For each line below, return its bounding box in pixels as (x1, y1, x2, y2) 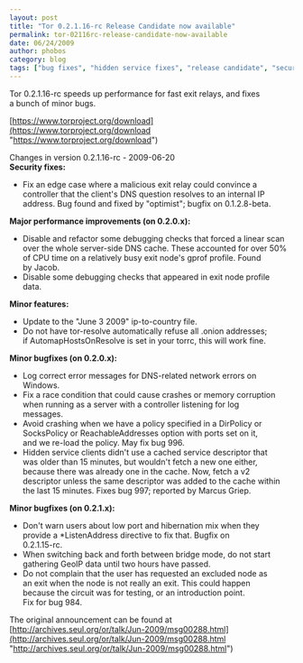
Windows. (22, 380, 60, 391)
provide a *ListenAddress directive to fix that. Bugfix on (22, 529, 230, 540)
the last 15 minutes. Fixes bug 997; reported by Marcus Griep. (22, 484, 252, 496)
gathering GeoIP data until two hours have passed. (22, 558, 211, 569)
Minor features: (9, 299, 69, 309)
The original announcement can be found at (9, 614, 173, 625)
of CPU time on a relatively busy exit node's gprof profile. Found (22, 252, 262, 262)
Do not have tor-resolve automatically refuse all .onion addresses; (22, 326, 268, 336)
